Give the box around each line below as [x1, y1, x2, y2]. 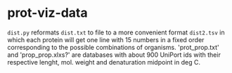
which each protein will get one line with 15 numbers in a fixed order [7, 35, 205, 44]
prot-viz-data [7, 5, 88, 21]
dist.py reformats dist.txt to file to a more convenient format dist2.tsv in [7, 28, 225, 36]
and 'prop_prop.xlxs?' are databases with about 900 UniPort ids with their [7, 51, 221, 59]
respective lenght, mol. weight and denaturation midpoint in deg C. [7, 58, 200, 66]
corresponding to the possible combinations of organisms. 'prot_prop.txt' [7, 43, 219, 51]
